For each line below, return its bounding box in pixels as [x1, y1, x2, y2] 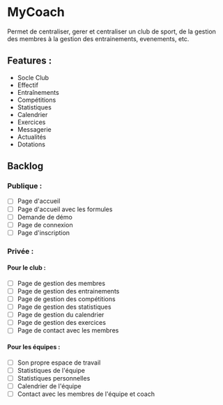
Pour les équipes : [7, 342, 61, 351]
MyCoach [7, 4, 65, 20]
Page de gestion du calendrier [17, 311, 105, 319]
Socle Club [17, 73, 49, 82]
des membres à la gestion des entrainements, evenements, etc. [7, 34, 190, 43]
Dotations [17, 140, 45, 148]
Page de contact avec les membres [17, 326, 119, 335]
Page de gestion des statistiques [17, 303, 111, 311]
